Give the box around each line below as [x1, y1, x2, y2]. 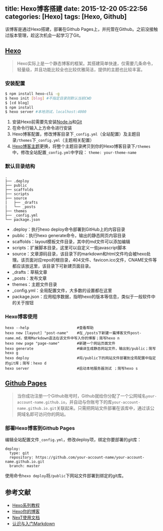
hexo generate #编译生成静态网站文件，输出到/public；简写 [5, 346, 156, 351]
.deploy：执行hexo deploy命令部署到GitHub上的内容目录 [12, 226, 126, 232]
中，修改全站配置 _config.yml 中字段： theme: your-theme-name [12, 150, 137, 155]
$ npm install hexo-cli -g [5, 91, 60, 96]
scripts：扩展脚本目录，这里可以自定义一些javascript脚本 [12, 244, 127, 250]
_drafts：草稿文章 [12, 269, 48, 275]
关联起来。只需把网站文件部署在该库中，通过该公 [56, 405, 155, 411]
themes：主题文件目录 [12, 281, 57, 287]
